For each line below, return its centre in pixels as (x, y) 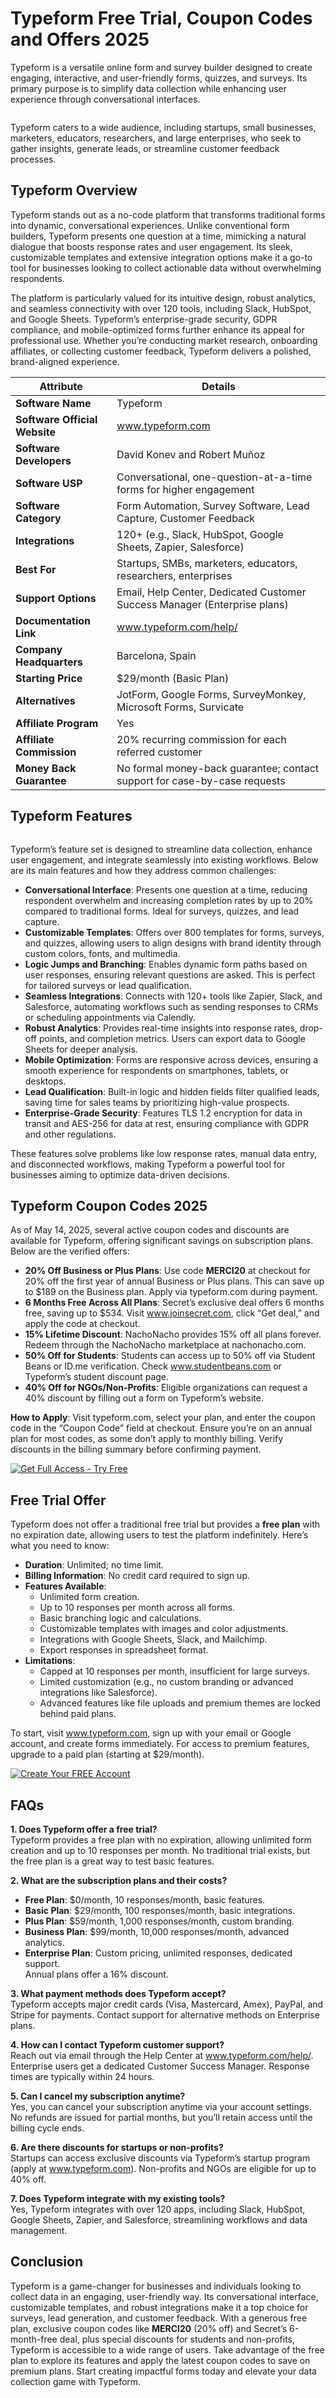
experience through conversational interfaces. (105, 99)
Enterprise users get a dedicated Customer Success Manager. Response (160, 2066)
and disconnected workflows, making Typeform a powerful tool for (148, 1164)
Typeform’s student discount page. (97, 1377)
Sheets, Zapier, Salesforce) (180, 547)
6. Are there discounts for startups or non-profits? (117, 2147)
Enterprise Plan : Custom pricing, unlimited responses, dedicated (158, 1953)
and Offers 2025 (80, 39)
